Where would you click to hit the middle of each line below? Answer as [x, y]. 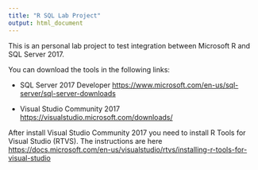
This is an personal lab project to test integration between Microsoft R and [129, 45]
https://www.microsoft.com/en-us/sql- [175, 85]
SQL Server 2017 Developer [65, 85]
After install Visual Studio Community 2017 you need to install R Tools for [127, 133]
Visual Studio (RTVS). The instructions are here [85, 141]
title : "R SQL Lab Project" [55, 15]
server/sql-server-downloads [68, 93]
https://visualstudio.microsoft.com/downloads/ [96, 117]
